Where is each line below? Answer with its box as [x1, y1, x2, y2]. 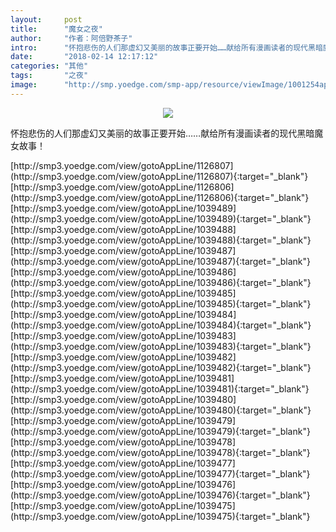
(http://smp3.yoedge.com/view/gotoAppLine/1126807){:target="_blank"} [10, 170, 309, 182]
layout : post [10, 14, 83, 25]
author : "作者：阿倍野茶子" [10, 33, 133, 43]
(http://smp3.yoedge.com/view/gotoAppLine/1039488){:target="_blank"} [10, 234, 312, 246]
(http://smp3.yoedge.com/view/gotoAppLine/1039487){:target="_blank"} [10, 255, 312, 267]
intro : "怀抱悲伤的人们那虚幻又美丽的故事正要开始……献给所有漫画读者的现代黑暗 [10, 42, 323, 53]
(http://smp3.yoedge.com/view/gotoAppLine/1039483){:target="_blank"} [10, 340, 312, 352]
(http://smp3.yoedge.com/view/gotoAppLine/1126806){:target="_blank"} [10, 191, 310, 203]
